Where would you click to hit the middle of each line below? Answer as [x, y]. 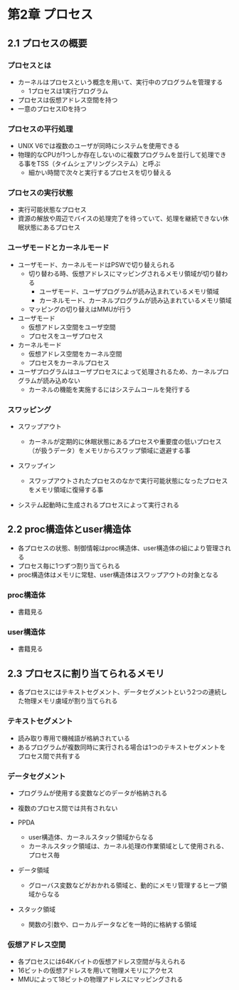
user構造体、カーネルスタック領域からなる [91, 837]
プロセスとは [30, 65]
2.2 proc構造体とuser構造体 [69, 529]
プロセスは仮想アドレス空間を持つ [68, 100]
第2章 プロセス [51, 15]
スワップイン [36, 466]
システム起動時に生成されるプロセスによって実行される [99, 505]
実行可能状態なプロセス [52, 210]
